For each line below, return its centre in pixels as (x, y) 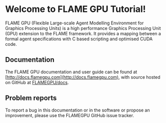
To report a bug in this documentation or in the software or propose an (78, 110)
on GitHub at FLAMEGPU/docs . (37, 82)
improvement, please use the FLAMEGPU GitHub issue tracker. (70, 115)
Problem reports (31, 98)
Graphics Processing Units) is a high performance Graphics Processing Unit (83, 28)
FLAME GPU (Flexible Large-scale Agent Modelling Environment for (75, 23)
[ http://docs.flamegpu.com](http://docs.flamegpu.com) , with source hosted (83, 77)
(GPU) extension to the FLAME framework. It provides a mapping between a (83, 33)
